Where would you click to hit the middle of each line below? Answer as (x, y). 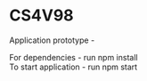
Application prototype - (52, 40)
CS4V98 (41, 16)
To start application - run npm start (73, 67)
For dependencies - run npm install (73, 57)
